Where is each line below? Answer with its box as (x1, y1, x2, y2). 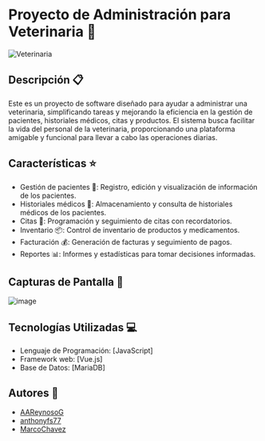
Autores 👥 (8, 386, 59, 399)
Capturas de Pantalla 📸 (8, 275, 124, 289)
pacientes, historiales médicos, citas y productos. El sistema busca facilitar (8, 115, 255, 125)
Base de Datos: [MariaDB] (19, 363, 105, 373)
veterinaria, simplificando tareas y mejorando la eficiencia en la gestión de (8, 106, 253, 117)
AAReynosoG (19, 407, 64, 417)
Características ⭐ (8, 157, 97, 170)
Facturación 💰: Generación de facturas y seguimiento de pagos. (19, 237, 233, 247)
